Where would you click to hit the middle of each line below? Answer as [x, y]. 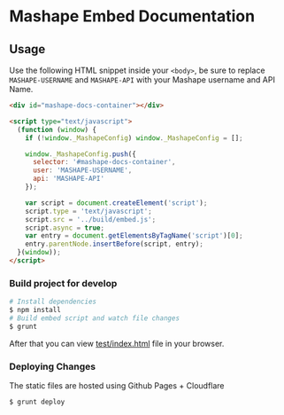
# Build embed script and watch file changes [94, 318]
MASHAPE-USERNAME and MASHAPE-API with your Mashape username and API [142, 80]
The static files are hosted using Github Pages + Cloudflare [117, 385]
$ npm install [35, 310]
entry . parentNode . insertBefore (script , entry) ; [114, 244]
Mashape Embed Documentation [132, 16]
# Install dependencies [53, 302]
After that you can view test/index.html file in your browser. [117, 343]
